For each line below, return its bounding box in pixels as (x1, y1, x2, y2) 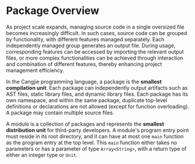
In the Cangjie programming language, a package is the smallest (6, 78, 162, 85)
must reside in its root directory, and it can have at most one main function (6, 132, 184, 139)
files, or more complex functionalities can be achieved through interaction (6, 54, 184, 61)
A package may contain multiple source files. (6, 109, 114, 116)
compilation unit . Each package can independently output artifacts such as (6, 84, 188, 91)
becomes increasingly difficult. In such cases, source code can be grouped (6, 29, 187, 36)
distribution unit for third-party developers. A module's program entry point (6, 127, 189, 134)
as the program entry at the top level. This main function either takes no (6, 139, 177, 146)
